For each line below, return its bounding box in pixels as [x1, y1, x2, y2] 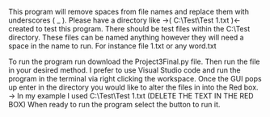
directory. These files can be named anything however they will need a [8, 32, 244, 42]
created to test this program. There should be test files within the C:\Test [8, 24, 251, 33]
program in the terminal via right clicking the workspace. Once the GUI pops [8, 74, 262, 83]
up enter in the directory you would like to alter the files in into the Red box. [8, 82, 259, 92]
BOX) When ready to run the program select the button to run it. [8, 100, 221, 109]
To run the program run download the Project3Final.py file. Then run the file [8, 56, 260, 66]
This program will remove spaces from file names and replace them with [8, 7, 249, 16]
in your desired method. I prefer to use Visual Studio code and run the [8, 65, 241, 75]
